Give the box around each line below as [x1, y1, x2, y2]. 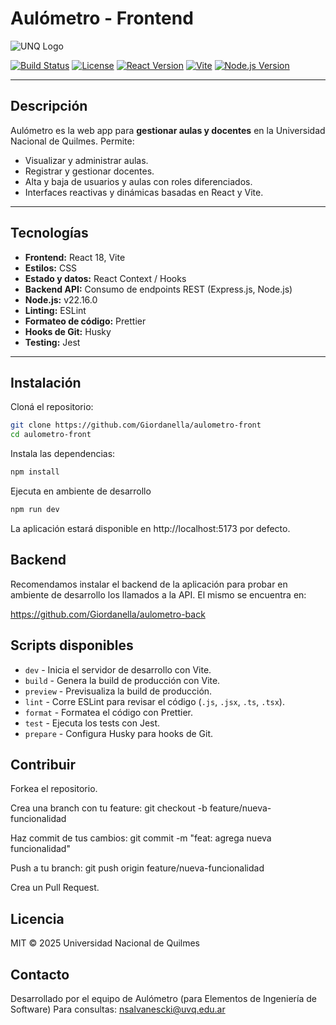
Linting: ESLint [24, 304, 87, 316]
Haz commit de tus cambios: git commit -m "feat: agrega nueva [10, 832, 272, 844]
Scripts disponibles [10, 637, 134, 654]
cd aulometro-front [10, 430, 92, 440]
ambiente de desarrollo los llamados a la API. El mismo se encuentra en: [10, 588, 307, 601]
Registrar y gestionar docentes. [24, 165, 155, 177]
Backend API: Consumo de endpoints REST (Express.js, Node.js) [24, 283, 293, 295]
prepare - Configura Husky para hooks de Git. [24, 727, 214, 739]
